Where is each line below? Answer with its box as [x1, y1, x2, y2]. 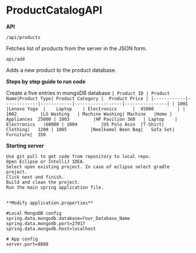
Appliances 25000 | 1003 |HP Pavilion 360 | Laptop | [6, 116, 178, 122]
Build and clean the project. [6, 179, 81, 185]
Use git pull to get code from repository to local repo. [6, 153, 151, 159]
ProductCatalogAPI [6, 4, 102, 17]
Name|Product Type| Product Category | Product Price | [6, 96, 149, 101]
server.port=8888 [6, 241, 49, 247]
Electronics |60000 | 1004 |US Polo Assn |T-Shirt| [6, 121, 165, 127]
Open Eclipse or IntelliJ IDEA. [6, 159, 85, 165]
